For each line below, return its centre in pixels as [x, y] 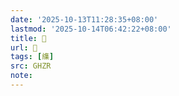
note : [21, 76]
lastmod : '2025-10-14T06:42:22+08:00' [91, 29]
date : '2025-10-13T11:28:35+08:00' [84, 19]
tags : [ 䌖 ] [32, 57]
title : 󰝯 [28, 38]
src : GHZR [31, 66]
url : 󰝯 [24, 47]
